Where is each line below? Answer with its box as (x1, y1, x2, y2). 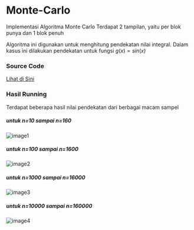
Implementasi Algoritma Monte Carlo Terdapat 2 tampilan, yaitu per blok (6, 23, 181, 30)
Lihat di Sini (6, 75, 34, 83)
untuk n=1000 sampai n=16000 (6, 174, 86, 181)
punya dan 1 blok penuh (6, 29, 64, 36)
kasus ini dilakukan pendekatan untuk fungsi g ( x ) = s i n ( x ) (6, 47, 146, 54)
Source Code (6, 61, 44, 70)
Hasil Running (6, 90, 47, 98)
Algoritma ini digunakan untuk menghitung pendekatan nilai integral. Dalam (6, 41, 189, 48)
